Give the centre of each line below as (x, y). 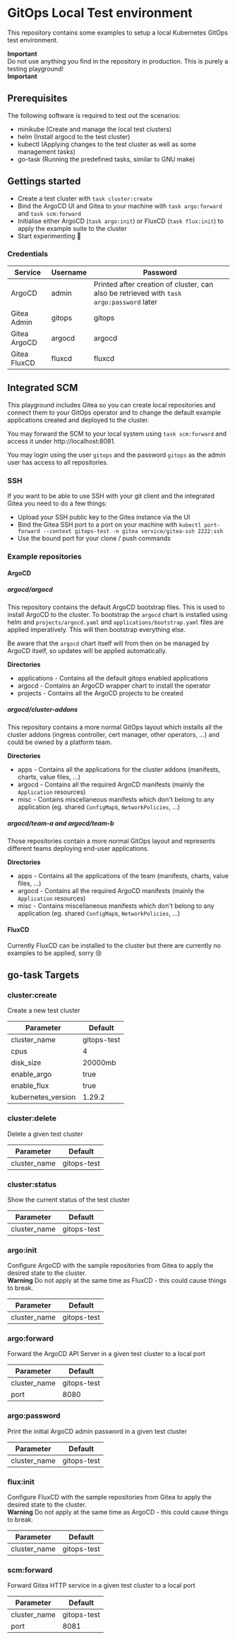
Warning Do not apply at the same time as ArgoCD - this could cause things (118, 1512)
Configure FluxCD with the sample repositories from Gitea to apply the (109, 1497)
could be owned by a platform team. (60, 742)
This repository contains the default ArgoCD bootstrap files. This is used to (116, 607)
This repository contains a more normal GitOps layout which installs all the (115, 727)
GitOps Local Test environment (100, 13)
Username (69, 272)
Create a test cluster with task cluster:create (85, 198)
